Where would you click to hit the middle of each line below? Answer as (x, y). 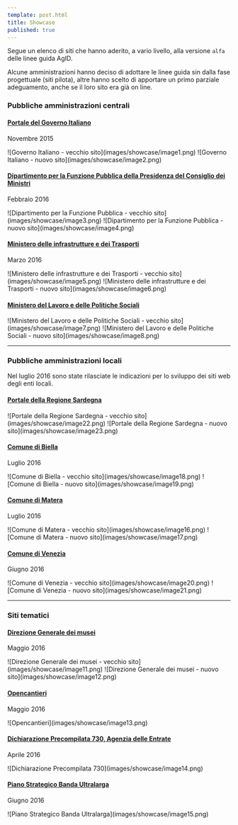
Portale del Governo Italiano (49, 122)
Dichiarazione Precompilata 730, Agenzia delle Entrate (89, 739)
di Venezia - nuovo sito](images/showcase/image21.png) (119, 590)
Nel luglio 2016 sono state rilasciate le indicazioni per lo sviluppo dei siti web (119, 376)
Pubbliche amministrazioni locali (65, 361)
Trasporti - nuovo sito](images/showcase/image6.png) (87, 288)
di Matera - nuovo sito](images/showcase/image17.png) (117, 537)
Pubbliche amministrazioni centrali (68, 106)
